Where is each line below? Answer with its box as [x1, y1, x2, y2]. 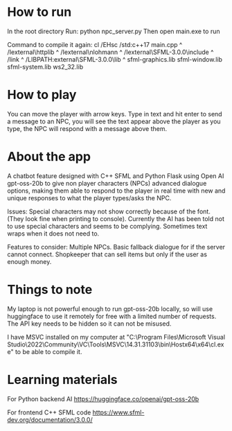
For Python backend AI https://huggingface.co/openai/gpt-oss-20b [7, 394, 199, 403]
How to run [7, 4, 72, 20]
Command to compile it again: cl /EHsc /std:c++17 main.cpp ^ [7, 40, 183, 49]
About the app [7, 149, 91, 165]
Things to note [7, 282, 93, 297]
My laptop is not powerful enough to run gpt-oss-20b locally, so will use [7, 304, 213, 313]
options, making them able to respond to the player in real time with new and [7, 186, 226, 195]
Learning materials [7, 371, 118, 387]
